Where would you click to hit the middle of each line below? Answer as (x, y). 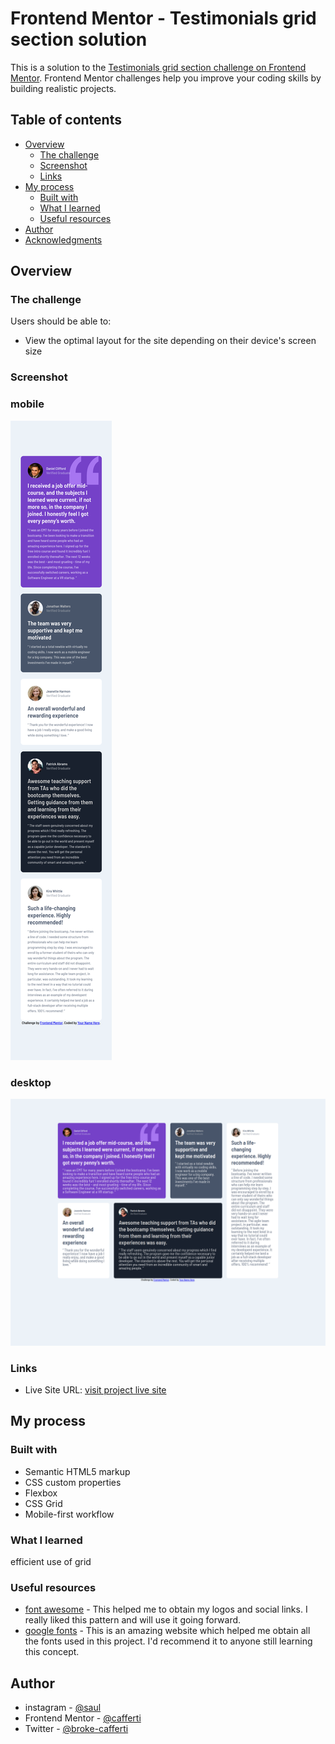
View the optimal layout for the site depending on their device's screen (170, 341)
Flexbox (41, 1493)
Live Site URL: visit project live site (95, 1389)
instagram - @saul (63, 1708)
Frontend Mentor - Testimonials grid (163, 18)
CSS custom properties (73, 1482)
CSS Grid (43, 1503)
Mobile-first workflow (69, 1514)
